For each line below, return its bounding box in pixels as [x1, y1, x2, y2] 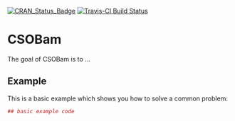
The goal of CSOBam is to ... [7, 54, 90, 63]
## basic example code [7, 108, 75, 115]
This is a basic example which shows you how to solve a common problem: [7, 94, 228, 103]
